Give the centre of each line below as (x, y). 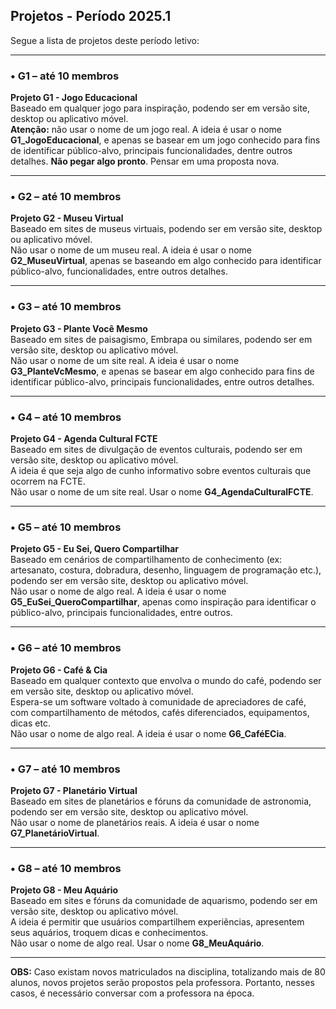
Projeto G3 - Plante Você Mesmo (79, 328)
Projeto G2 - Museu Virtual (67, 218)
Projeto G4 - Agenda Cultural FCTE (84, 438)
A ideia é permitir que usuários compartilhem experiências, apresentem (157, 922)
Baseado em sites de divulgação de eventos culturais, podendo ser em (156, 449)
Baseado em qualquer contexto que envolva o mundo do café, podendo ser (166, 680)
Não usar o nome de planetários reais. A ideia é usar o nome (135, 822)
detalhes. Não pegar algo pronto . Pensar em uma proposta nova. (145, 161)
